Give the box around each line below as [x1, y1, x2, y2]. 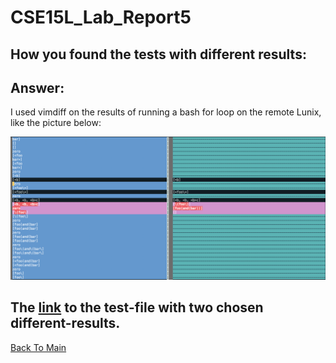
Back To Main [10, 341, 67, 353]
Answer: [10, 79, 65, 96]
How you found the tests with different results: [10, 46, 307, 63]
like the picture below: [10, 117, 102, 129]
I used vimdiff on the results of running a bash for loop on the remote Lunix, [10, 106, 322, 118]
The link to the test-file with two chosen [10, 299, 264, 316]
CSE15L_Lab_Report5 [10, 6, 192, 29]
